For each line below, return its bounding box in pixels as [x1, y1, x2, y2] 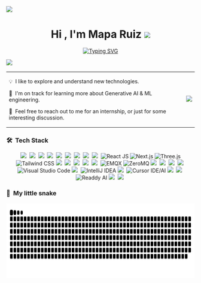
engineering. [8, 96, 40, 103]
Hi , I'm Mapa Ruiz [50, 28, 142, 41]
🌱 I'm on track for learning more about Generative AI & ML [8, 89, 153, 97]
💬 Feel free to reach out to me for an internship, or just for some [8, 107, 166, 115]
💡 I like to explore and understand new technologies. [8, 77, 139, 85]
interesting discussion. [8, 114, 65, 121]
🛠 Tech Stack [6, 136, 49, 144]
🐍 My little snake [6, 189, 57, 197]
